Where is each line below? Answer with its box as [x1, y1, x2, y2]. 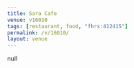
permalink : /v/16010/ [7, 29, 70, 36]
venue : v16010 [7, 16, 48, 23]
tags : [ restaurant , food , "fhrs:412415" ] [7, 23, 128, 30]
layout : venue [7, 36, 48, 43]
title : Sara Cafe [7, 10, 57, 17]
